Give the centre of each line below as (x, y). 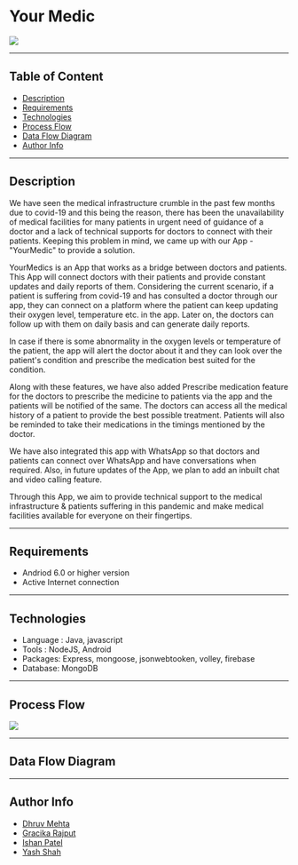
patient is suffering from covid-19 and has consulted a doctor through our (143, 296)
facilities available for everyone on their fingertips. (101, 515)
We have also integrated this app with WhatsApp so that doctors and (134, 451)
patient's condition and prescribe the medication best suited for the (132, 360)
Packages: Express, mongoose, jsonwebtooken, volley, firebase (138, 659)
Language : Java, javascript (72, 640)
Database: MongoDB (60, 669)
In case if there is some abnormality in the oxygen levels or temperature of (145, 341)
